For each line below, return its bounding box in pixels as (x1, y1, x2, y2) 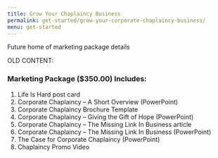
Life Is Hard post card (17, 90, 81, 99)
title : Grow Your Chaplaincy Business (7, 10, 121, 18)
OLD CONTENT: (7, 56, 54, 65)
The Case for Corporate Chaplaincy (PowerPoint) (17, 135, 160, 143)
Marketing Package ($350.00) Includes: (7, 74, 147, 84)
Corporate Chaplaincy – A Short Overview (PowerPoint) (17, 97, 179, 106)
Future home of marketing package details (7, 43, 130, 51)
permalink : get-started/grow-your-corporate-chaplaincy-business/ (7, 17, 206, 24)
